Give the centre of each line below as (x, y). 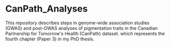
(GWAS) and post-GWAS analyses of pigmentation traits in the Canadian (81, 28)
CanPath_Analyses (47, 9)
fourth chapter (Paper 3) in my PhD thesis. (50, 39)
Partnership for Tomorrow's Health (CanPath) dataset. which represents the (85, 33)
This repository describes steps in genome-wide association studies (78, 23)
